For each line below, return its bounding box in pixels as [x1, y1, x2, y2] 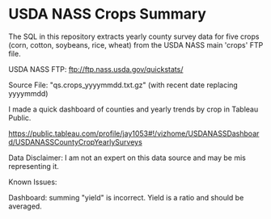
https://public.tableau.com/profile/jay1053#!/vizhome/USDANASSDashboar [8, 128, 260, 138]
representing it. [8, 161, 59, 171]
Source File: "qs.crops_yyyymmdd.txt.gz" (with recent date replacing [8, 80, 239, 90]
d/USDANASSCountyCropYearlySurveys [8, 137, 143, 146]
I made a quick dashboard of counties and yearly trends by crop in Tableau [8, 104, 259, 114]
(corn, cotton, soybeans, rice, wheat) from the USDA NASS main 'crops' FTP [8, 40, 264, 49]
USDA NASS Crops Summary [8, 5, 206, 23]
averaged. [8, 201, 42, 211]
